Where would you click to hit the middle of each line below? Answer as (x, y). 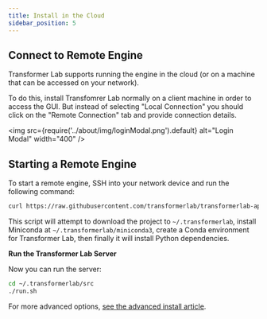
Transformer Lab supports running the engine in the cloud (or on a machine (132, 74)
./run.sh (23, 291)
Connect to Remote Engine (75, 55)
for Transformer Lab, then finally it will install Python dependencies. (119, 238)
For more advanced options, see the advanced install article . (107, 306)
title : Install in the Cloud (56, 16)
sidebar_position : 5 (43, 23)
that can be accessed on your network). (74, 83)
